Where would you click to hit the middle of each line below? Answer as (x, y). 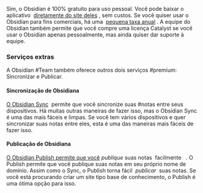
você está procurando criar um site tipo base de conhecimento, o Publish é (101, 177)
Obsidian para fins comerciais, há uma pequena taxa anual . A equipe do (98, 22)
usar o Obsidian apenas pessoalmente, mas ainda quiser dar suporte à (95, 35)
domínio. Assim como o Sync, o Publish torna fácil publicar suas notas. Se (102, 170)
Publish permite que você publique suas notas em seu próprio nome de (96, 164)
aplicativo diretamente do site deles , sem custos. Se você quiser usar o (98, 15)
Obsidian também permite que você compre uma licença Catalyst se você (99, 28)
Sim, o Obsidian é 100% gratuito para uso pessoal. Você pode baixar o (95, 9)
